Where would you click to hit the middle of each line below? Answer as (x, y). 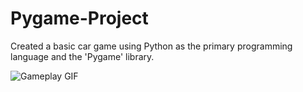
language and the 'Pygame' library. (82, 56)
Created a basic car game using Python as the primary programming (151, 46)
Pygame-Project (79, 18)
